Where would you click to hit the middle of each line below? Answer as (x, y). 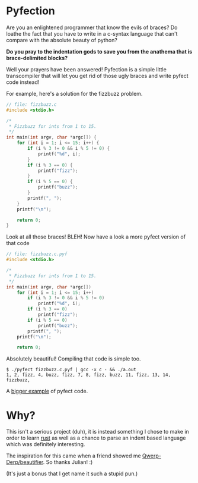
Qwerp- (151, 456)
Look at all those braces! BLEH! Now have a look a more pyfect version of (96, 237)
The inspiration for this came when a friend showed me (74, 456)
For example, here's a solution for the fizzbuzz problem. (74, 93)
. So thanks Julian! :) (68, 462)
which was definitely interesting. (46, 444)
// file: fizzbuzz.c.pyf (37, 254)
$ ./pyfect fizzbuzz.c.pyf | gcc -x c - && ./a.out (71, 370)
